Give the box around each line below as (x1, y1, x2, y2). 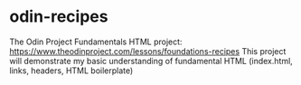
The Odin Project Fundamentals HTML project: (9, 36, 183, 47)
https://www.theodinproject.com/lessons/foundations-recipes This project (9, 45, 287, 56)
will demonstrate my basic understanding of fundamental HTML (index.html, (9, 55, 294, 66)
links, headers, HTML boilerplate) (9, 65, 134, 76)
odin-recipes (9, 6, 108, 27)
